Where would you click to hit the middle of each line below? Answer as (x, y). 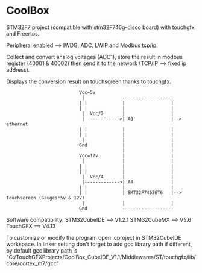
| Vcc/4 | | (128, 177)
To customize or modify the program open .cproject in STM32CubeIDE (94, 237)
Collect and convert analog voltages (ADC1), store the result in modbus (94, 57)
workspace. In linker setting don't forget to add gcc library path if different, (99, 244)
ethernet (17, 124)
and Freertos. (23, 33)
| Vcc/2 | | (128, 113)
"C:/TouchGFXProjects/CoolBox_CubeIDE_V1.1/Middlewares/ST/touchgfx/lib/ (101, 257)
